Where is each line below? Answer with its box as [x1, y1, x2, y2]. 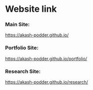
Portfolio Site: [5, 44, 39, 51]
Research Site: [5, 68, 41, 75]
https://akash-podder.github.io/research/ [5, 79, 89, 85]
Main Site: [5, 21, 30, 28]
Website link [5, 3, 57, 15]
